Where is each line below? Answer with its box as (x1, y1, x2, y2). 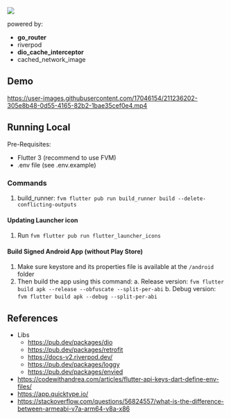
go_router (17, 33, 47, 41)
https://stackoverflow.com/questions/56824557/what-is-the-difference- (17, 397, 224, 406)
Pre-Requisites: (7, 140, 51, 148)
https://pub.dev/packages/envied (27, 368, 123, 376)
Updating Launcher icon (7, 215, 78, 224)
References (7, 312, 58, 324)
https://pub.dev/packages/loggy (27, 361, 120, 369)
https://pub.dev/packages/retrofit (27, 345, 123, 354)
